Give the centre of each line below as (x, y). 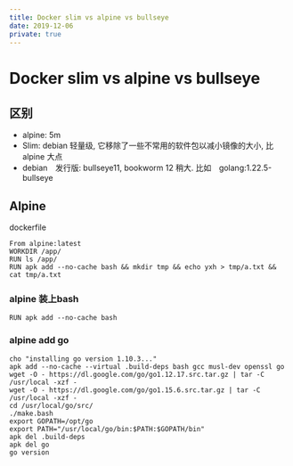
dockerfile (28, 227)
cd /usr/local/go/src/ (51, 405)
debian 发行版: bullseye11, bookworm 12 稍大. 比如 (117, 168)
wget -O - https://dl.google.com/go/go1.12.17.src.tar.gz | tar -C (137, 374)
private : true (36, 34)
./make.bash (31, 413)
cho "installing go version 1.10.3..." (83, 359)
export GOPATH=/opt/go (51, 421)
